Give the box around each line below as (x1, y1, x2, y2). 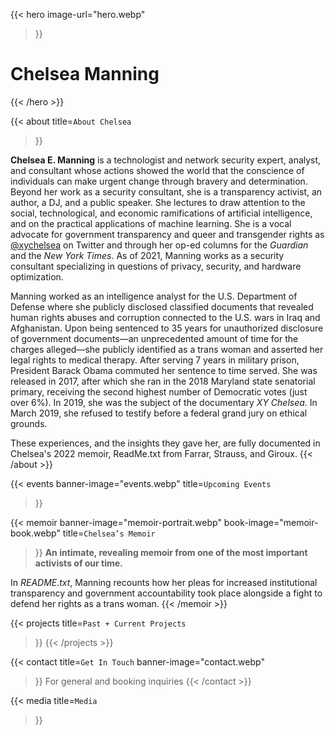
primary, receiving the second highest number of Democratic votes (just (10, 385, 308, 398)
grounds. (10, 417, 48, 429)
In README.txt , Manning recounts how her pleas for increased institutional (10, 576, 318, 588)
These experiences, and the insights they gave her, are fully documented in (10, 437, 321, 449)
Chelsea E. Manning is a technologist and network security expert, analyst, (10, 154, 322, 166)
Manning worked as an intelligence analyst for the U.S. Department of (10, 290, 298, 302)
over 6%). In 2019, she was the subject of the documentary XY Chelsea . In (10, 396, 318, 408)
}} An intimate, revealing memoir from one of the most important (34, 546, 308, 558)
